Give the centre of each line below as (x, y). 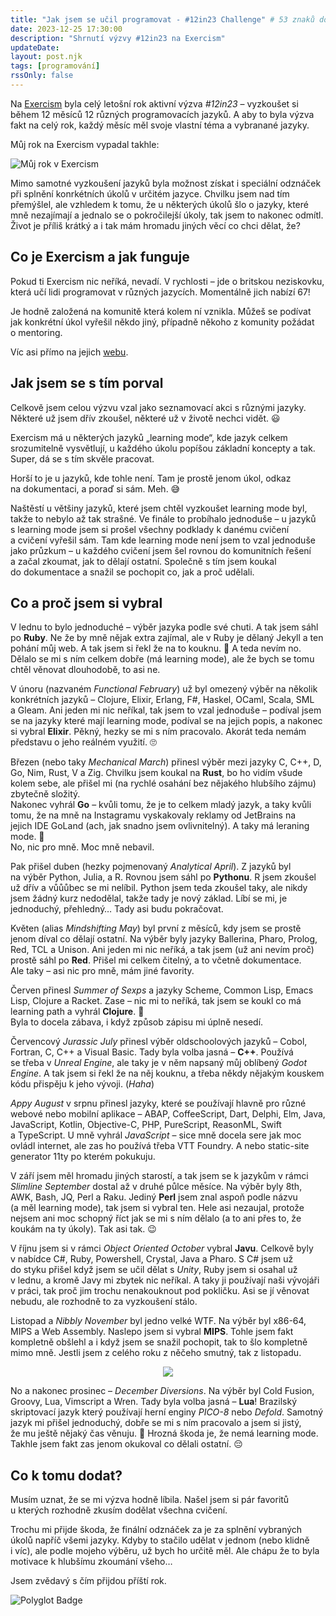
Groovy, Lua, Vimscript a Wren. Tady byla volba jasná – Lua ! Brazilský (154, 1402)
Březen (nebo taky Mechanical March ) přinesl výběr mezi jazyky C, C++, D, (166, 762)
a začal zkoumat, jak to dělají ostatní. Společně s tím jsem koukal (143, 561)
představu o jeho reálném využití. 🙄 (83, 742)
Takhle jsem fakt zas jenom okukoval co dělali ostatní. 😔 (126, 1444)
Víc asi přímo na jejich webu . (69, 352)
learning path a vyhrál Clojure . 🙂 (77, 1012)
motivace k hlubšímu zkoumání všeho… (91, 1562)
